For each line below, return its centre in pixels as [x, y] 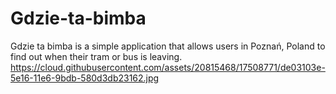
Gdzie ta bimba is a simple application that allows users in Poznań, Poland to [168, 46]
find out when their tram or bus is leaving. [96, 56]
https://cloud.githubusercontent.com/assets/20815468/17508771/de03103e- [168, 67]
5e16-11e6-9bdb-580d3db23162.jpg [85, 78]
